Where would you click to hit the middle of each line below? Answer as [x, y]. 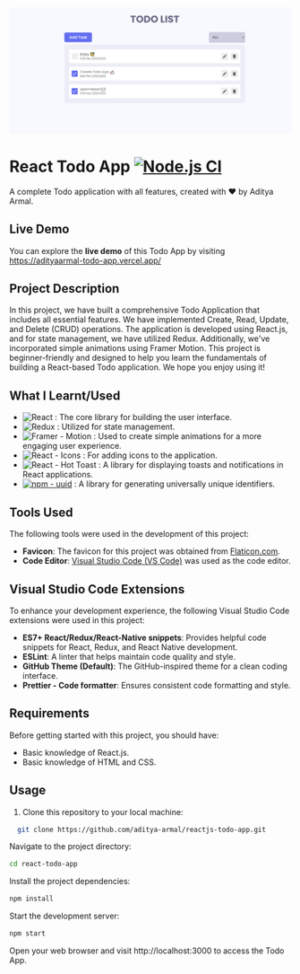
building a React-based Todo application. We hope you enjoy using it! [137, 367]
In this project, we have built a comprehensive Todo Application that [135, 310]
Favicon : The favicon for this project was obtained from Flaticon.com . [151, 551]
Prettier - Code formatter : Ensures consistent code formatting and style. [156, 685]
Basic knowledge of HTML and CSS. [89, 762]
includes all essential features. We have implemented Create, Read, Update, [149, 320]
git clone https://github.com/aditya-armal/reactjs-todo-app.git [142, 829]
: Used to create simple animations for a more [178, 436]
